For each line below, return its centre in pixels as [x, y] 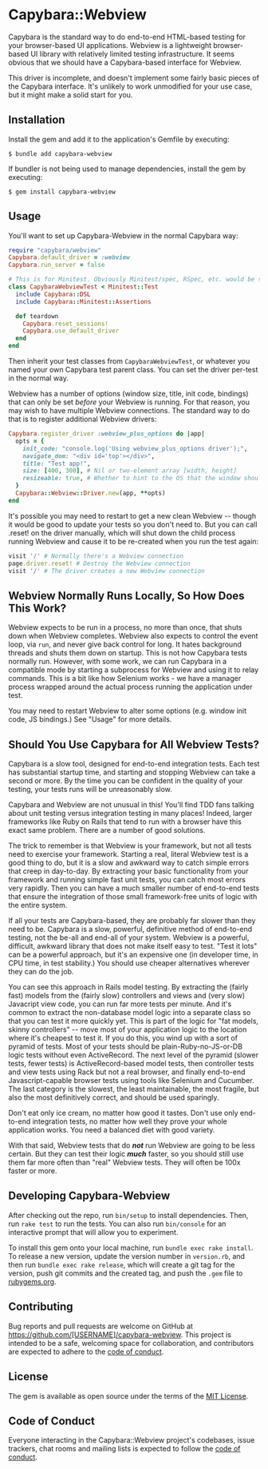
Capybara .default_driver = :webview [69, 257]
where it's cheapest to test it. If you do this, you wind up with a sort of [123, 1038]
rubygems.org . [32, 1281]
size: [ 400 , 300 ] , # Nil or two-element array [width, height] [130, 471]
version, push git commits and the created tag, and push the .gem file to [126, 1273]
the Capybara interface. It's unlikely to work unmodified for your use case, [130, 86]
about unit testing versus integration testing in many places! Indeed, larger [130, 814]
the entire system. [38, 906]
